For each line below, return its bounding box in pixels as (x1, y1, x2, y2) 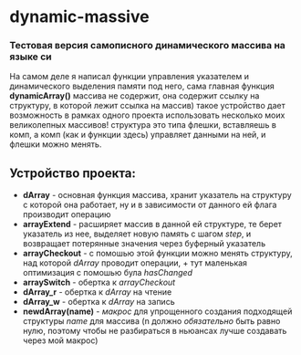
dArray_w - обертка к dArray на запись (22, 297, 175, 308)
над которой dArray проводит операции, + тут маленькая (22, 257, 248, 268)
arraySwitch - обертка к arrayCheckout (22, 277, 176, 288)
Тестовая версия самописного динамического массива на (9, 39, 285, 52)
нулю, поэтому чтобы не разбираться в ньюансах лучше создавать (22, 326, 287, 337)
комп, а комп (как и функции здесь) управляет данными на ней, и (9, 130, 266, 141)
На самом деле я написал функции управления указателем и (9, 71, 249, 82)
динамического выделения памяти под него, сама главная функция (9, 80, 275, 92)
